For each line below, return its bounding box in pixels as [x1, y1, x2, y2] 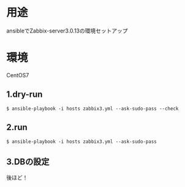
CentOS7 [6, 71, 29, 78]
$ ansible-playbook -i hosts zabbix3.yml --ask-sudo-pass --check [6, 105, 179, 112]
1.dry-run [6, 90, 43, 100]
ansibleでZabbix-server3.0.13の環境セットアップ [6, 27, 128, 34]
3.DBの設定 [6, 156, 50, 167]
